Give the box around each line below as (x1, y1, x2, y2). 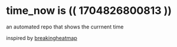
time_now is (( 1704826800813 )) (6, 4, 172, 17)
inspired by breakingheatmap (6, 34, 78, 41)
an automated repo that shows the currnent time (6, 23, 124, 30)
